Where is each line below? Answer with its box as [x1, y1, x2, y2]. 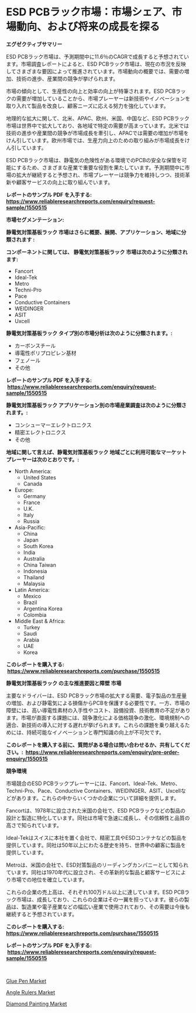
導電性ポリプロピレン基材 [14, 349, 77, 356]
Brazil [23, 599, 37, 606]
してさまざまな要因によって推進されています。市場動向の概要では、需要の [6, 68, 184, 75]
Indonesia [23, 568, 47, 575]
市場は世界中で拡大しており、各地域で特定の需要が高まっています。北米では [6, 122, 189, 129]
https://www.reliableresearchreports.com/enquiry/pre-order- [25, 749, 180, 756]
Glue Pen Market [6, 977, 47, 984]
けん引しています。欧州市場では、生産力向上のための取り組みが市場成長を [6, 136, 185, 144]
